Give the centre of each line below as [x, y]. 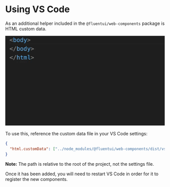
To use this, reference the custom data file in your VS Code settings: [76, 134]
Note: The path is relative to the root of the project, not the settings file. [80, 164]
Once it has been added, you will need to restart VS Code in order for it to [82, 174]
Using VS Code [37, 9]
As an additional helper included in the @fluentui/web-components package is [85, 23]
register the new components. [37, 179]
